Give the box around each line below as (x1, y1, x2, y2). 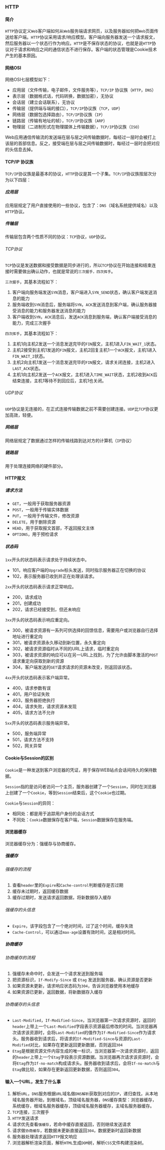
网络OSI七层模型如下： (5, 77, 52, 83)
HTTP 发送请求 (12, 1115, 39, 1121)
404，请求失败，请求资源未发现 (12, 703, 77, 709)
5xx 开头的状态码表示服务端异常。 (5, 720, 72, 726)
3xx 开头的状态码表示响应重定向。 (5, 617, 72, 623)
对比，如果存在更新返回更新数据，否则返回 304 (30, 1042, 123, 1048)
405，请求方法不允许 (12, 710, 55, 716)
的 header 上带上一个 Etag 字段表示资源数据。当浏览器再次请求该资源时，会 (12, 1054, 160, 1060)
